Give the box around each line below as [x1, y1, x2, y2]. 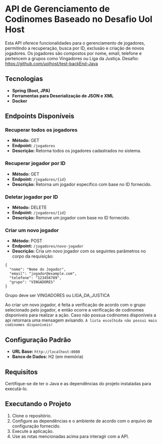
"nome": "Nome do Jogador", [9, 267, 66, 272]
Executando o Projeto [5, 400, 71, 408]
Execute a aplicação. [12, 428, 54, 434]
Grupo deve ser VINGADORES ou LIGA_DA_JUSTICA [5, 293, 110, 298]
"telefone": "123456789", [9, 276, 62, 280]
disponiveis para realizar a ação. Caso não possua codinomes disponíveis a [5, 312, 157, 318]
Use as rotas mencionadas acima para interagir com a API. [12, 433, 130, 439]
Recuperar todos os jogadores [5, 127, 78, 133]
